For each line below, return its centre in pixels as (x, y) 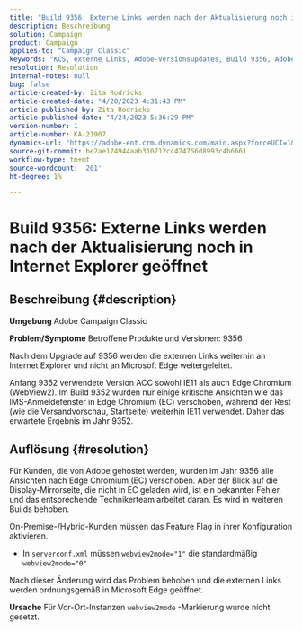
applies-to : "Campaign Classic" (70, 51)
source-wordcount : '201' (56, 168)
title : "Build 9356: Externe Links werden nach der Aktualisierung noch (148, 18)
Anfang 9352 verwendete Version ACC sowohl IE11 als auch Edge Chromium (151, 383)
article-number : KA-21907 (58, 135)
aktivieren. (29, 536)
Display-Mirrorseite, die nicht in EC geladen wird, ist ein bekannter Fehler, (145, 490)
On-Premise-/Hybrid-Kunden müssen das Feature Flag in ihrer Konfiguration (151, 527)
